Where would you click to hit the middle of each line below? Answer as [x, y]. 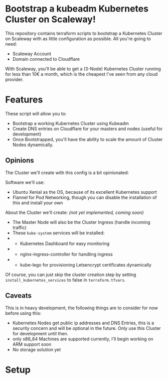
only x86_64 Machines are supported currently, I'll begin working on [83, 339]
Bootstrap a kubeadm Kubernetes [77, 9]
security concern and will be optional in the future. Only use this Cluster [87, 328]
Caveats [18, 296]
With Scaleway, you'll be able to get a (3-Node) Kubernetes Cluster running [83, 69]
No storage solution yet [37, 349]
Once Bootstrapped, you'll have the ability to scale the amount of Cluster [88, 139]
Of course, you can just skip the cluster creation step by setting [71, 275]
